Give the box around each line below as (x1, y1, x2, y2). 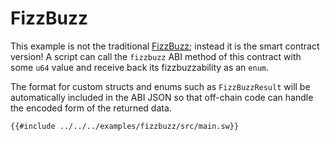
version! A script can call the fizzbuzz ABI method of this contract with (10, 50, 302, 62)
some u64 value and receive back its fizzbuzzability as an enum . (10, 61, 270, 73)
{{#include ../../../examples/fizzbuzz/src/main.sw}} (10, 121, 240, 131)
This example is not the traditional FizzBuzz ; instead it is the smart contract (10, 40, 320, 52)
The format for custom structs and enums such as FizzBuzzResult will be (10, 80, 311, 92)
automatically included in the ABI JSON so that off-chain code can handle (10, 91, 314, 103)
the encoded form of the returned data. (10, 102, 172, 114)
